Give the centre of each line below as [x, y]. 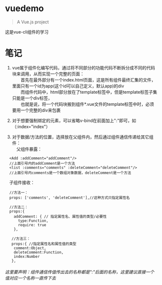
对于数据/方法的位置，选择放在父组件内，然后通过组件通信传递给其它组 [83, 137]
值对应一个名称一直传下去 [30, 278]
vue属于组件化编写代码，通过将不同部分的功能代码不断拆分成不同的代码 [84, 67]
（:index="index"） [31, 126]
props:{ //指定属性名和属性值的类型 [44, 244]
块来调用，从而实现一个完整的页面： [48, 74]
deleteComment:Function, [39, 252]
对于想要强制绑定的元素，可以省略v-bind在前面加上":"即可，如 [74, 120]
